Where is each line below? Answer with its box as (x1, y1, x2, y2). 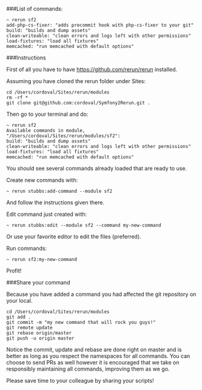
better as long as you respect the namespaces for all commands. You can (6, 352, 190, 360)
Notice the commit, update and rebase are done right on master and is (6, 346, 182, 353)
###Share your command (6, 279, 70, 286)
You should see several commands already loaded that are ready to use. (6, 165, 187, 172)
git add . (6, 314, 32, 320)
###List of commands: (6, 5, 63, 12)
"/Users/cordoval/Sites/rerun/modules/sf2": (6, 133, 121, 139)
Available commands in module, (6, 127, 86, 133)
